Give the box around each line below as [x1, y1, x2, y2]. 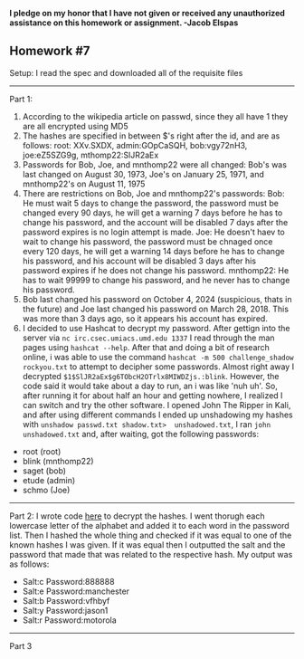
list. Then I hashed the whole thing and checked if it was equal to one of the [9, 530, 292, 540]
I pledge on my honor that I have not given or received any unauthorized [9, 8, 285, 18]
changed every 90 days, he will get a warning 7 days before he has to [22, 207, 283, 218]
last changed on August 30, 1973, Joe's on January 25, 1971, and [22, 168, 264, 179]
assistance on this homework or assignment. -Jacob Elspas [9, 17, 239, 28]
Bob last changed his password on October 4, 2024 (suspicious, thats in [22, 293, 292, 304]
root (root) [22, 445, 62, 456]
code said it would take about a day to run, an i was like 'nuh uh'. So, [22, 380, 278, 391]
